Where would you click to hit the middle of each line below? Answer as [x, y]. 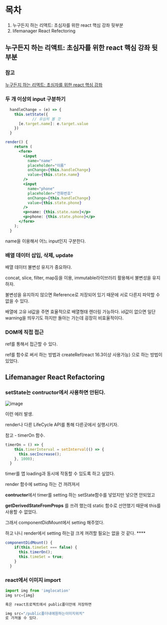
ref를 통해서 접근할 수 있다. [31, 344]
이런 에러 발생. [19, 414]
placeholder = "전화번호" [50, 193]
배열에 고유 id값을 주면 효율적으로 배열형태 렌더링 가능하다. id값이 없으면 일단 [80, 311]
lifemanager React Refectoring [44, 31]
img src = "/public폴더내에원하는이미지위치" [45, 613]
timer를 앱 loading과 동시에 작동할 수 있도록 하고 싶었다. [60, 474]
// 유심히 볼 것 [46, 119]
